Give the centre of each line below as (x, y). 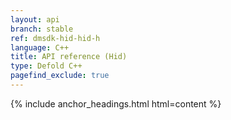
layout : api (35, 19)
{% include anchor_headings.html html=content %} (116, 103)
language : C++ (40, 47)
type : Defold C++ (46, 66)
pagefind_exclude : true (60, 76)
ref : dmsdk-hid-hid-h (55, 38)
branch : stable (42, 29)
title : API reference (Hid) (69, 57)
